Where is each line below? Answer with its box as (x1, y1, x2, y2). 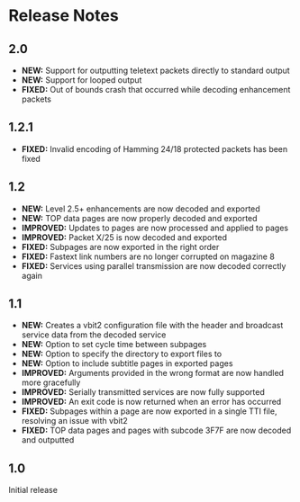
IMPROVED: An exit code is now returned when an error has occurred (21, 397, 282, 408)
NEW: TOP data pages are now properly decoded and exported (21, 212, 258, 223)
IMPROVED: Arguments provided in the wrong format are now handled (21, 368, 285, 379)
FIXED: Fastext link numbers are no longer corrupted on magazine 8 (21, 251, 276, 262)
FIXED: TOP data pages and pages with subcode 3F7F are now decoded (21, 425, 292, 436)
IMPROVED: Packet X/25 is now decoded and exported (21, 231, 227, 243)
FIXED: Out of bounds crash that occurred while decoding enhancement (21, 85, 291, 94)
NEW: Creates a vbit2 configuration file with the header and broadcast (21, 320, 284, 331)
